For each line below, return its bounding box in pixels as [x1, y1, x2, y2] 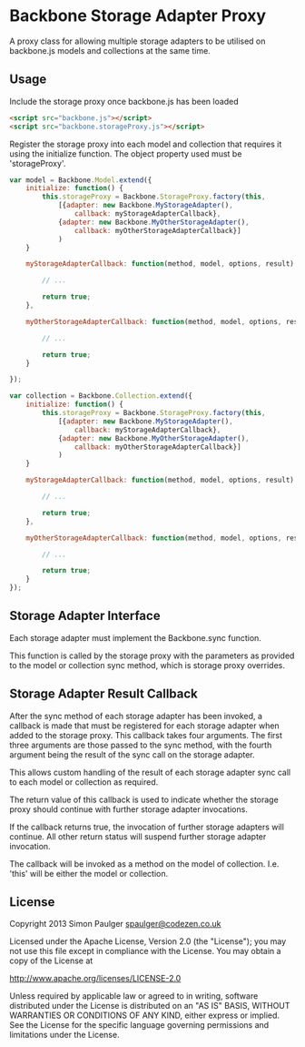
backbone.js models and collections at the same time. [9, 45, 211, 56]
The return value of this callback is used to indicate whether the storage [9, 794, 279, 805]
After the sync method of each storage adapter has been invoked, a [9, 710, 263, 721]
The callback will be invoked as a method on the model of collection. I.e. [9, 858, 280, 869]
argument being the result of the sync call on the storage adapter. [9, 748, 255, 760]
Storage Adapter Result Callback [9, 686, 198, 702]
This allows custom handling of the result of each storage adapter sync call [9, 767, 291, 778]
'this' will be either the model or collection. [9, 868, 169, 879]
